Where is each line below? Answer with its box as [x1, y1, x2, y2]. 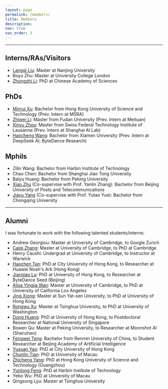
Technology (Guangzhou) [12, 362, 65, 368]
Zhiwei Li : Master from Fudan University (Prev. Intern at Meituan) [12, 116, 146, 122]
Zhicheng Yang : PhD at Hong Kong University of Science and [12, 357, 138, 363]
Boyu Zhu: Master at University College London [12, 72, 110, 78]
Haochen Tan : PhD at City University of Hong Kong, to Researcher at [12, 261, 154, 267]
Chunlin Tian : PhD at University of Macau [12, 351, 97, 357]
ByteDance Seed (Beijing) [12, 277, 66, 283]
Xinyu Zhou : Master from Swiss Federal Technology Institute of [12, 121, 142, 128]
